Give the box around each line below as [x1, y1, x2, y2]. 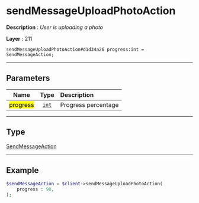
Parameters [6, 73, 50, 83]
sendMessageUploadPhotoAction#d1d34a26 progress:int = [6, 46, 145, 53]
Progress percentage [60, 100, 119, 109]
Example [6, 165, 39, 175]
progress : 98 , [17, 186, 54, 192]
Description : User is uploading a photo [6, 24, 104, 31]
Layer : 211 [6, 35, 33, 42]
